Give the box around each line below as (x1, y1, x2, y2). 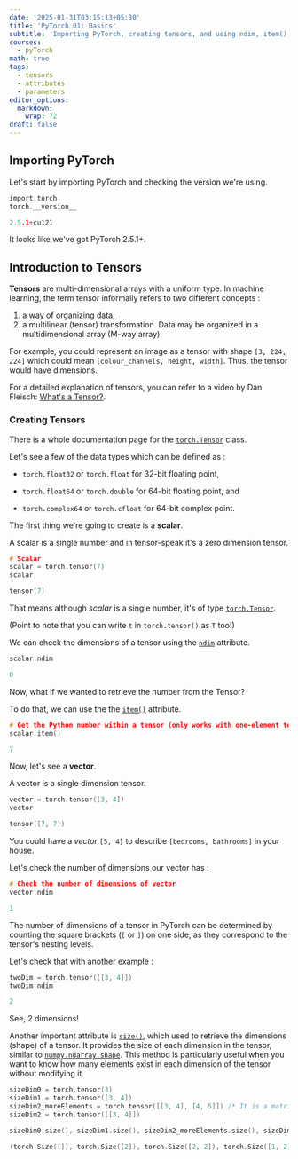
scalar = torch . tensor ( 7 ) (9, 563, 105, 572)
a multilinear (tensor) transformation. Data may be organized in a (21, 319, 259, 330)
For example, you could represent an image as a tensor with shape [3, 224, (9, 346, 286, 357)
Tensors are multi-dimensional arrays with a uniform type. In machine (9, 283, 264, 294)
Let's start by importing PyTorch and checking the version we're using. (9, 177, 268, 187)
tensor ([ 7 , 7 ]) (9, 820, 66, 829)
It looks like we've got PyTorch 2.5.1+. (9, 234, 146, 245)
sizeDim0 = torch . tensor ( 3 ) (9, 1085, 114, 1094)
